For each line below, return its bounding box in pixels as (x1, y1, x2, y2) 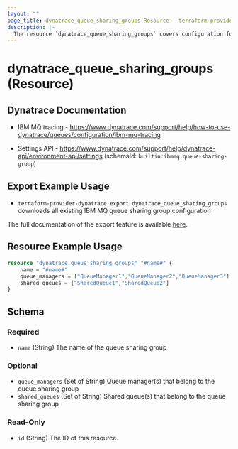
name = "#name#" (20, 266, 69, 274)
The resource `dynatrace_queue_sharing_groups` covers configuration (13, 30, 223, 38)
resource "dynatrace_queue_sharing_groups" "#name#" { (7, 259, 173, 266)
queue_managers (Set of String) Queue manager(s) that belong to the (17, 377, 215, 386)
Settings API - (17, 144, 59, 153)
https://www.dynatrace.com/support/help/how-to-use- (69, 123, 231, 131)
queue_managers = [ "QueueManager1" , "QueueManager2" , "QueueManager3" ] (20, 273, 230, 280)
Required (7, 327, 40, 337)
